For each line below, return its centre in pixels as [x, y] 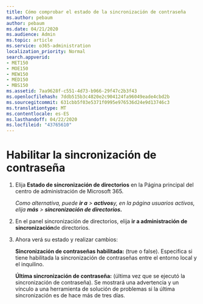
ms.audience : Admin [31, 35]
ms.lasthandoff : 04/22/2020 [42, 119]
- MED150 [17, 80]
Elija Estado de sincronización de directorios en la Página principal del [104, 185]
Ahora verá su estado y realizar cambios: [67, 240]
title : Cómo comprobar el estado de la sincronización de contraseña [96, 12]
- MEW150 [17, 74]
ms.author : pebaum [29, 18]
